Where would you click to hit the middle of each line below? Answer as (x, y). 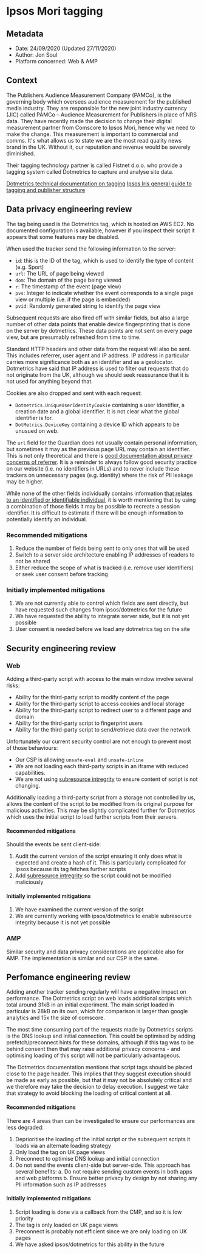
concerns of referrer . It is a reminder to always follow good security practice (102, 462)
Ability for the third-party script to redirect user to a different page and (103, 710)
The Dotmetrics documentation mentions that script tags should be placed (99, 1067)
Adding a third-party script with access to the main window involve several (100, 679)
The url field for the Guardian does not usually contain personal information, (102, 443)
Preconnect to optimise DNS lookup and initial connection (87, 1158)
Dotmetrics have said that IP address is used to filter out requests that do (98, 368)
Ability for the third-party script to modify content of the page (92, 697)
